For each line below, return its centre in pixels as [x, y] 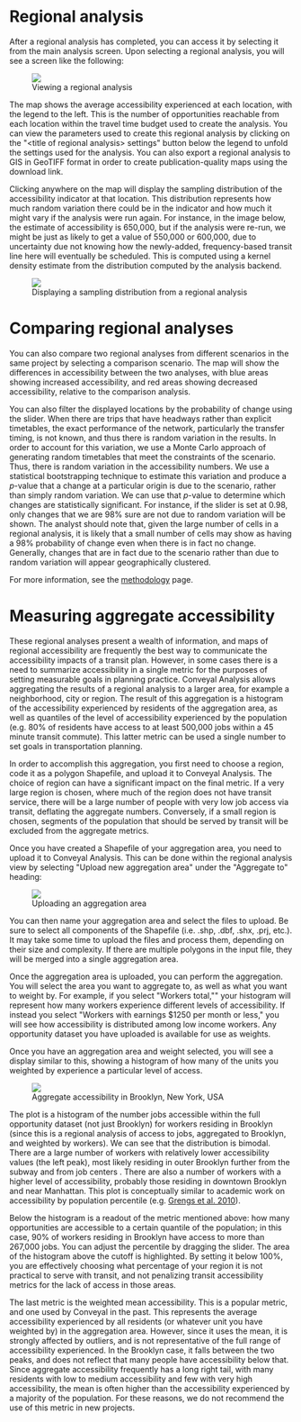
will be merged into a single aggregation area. [94, 959]
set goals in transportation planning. [76, 746]
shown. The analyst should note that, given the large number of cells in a [144, 523]
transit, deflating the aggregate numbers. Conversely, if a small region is [143, 811]
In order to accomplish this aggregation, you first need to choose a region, [147, 764]
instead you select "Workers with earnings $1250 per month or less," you [145, 1014]
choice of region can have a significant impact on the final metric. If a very [147, 783]
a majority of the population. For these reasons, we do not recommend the [147, 1398]
